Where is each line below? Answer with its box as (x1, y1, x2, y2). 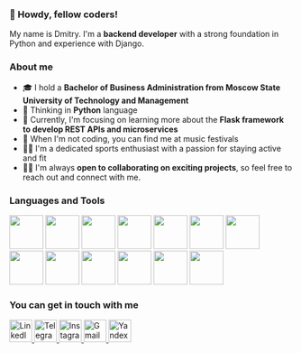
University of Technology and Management (22, 95, 189, 106)
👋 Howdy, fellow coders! (9, 8, 119, 21)
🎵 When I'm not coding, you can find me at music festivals (22, 133, 239, 144)
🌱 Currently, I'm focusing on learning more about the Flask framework (22, 114, 285, 125)
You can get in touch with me (9, 298, 139, 311)
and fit (22, 153, 47, 163)
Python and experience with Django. (9, 38, 144, 49)
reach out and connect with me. (22, 172, 141, 182)
